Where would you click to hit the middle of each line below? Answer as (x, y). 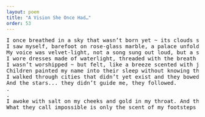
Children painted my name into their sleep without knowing (98, 71)
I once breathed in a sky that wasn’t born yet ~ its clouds (100, 41)
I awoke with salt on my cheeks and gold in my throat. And (98, 101)
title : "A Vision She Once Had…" (49, 18)
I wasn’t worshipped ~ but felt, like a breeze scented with (100, 65)
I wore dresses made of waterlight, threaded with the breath (101, 59)
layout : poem (23, 12)
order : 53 (19, 23)
